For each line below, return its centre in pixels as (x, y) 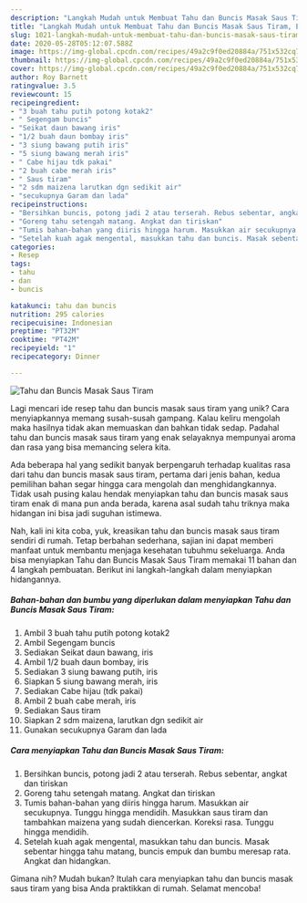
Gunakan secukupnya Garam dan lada (95, 730)
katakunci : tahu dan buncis (64, 306)
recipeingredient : (45, 103)
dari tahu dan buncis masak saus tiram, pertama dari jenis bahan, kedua (145, 474)
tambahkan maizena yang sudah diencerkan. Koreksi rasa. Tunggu (148, 822)
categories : (33, 247)
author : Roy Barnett (50, 78)
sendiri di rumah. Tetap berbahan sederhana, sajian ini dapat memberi (142, 540)
